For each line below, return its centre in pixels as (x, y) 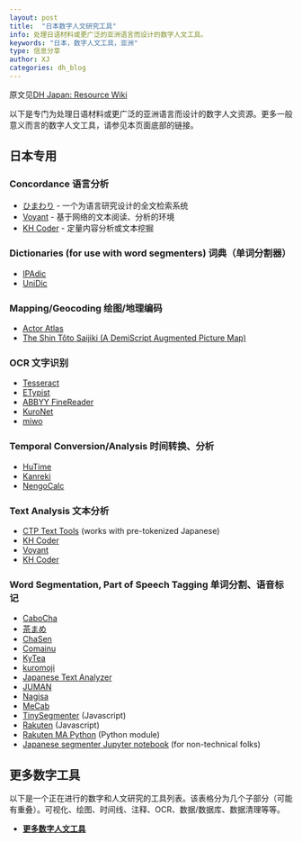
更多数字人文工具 (54, 828)
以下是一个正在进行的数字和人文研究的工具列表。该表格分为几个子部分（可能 (151, 799)
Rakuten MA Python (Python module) (91, 735)
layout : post (34, 18)
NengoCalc (43, 485)
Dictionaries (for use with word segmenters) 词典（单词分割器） (151, 253)
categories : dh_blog (48, 68)
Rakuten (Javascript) (61, 725)
